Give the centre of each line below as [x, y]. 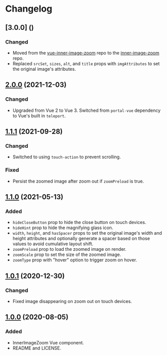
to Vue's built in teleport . [39, 116]
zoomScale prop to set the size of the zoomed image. [67, 255]
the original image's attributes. [44, 69]
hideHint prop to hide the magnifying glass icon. [63, 228]
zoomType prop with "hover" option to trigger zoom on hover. [75, 260]
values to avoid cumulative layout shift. [53, 244]
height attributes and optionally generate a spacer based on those [81, 239]
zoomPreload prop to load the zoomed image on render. [69, 249]
